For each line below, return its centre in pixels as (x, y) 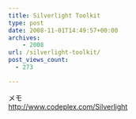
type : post (26, 23)
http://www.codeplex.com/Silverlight (68, 106)
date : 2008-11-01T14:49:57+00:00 (63, 30)
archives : (25, 38)
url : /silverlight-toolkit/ (55, 52)
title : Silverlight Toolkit (55, 15)
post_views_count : (38, 60)
